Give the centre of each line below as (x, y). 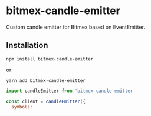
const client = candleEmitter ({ (46, 101)
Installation (27, 45)
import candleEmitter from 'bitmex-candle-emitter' (71, 91)
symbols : (22, 107)
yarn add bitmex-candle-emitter (46, 80)
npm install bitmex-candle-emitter (50, 59)
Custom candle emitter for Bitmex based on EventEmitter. (76, 27)
